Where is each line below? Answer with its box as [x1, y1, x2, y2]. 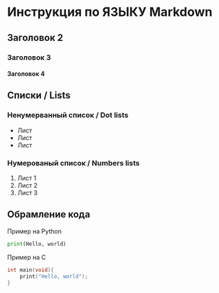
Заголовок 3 [7, 53, 51, 62]
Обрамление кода [7, 208, 91, 220]
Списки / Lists [7, 89, 71, 101]
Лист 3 [17, 188, 38, 197]
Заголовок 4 [7, 70, 45, 78]
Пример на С [7, 253, 46, 261]
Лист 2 [17, 181, 38, 190]
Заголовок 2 [7, 32, 64, 44]
